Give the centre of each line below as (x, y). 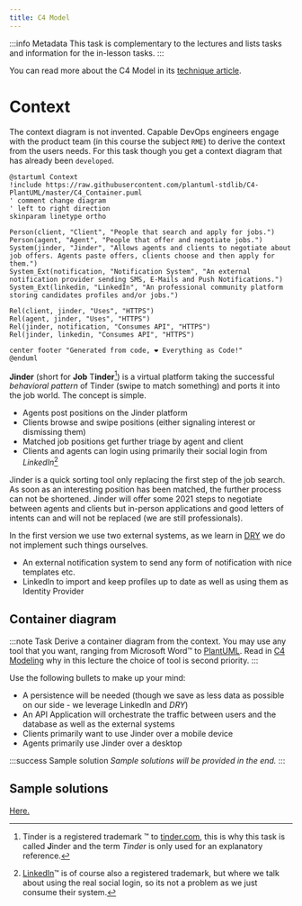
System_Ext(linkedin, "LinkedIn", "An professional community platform (146, 287)
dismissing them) (54, 432)
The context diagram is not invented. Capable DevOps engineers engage (144, 131)
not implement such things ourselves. (79, 545)
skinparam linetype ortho (58, 216)
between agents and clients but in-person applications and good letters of (147, 508)
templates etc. (49, 572)
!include (26, 185)
